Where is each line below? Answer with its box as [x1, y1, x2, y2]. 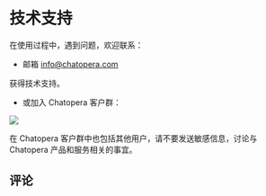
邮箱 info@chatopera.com [22, 58, 119, 69]
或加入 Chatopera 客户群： [22, 96, 121, 108]
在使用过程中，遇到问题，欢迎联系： [9, 40, 144, 50]
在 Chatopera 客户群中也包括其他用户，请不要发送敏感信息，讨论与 [9, 132, 258, 144]
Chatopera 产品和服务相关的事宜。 [9, 144, 137, 155]
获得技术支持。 [9, 77, 65, 88]
